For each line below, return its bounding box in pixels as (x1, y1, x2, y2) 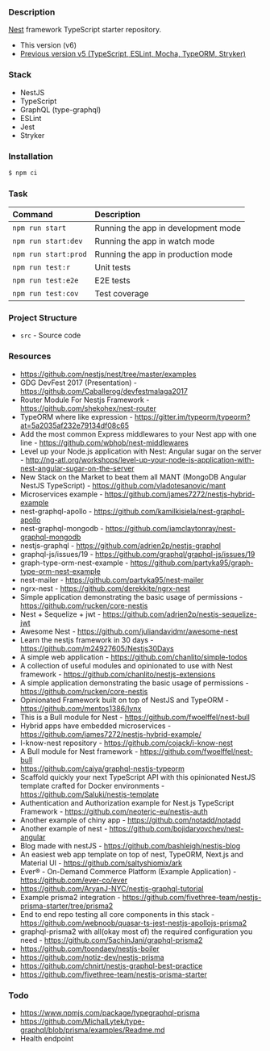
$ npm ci (8, 169, 38, 177)
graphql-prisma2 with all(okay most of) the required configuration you (19, 927, 253, 936)
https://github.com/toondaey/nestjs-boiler (19, 944, 160, 953)
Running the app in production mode (94, 249, 233, 260)
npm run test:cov (12, 289, 79, 299)
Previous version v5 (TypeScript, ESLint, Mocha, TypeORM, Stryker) (19, 49, 246, 59)
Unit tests (94, 262, 131, 273)
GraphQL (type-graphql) (19, 104, 102, 115)
